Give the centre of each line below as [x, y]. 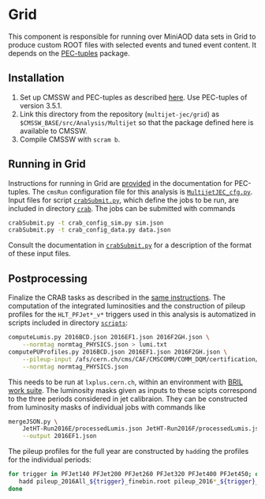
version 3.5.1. [41, 105]
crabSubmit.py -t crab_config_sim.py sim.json [86, 223]
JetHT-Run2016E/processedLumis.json [83, 429]
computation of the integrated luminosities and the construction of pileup [127, 306]
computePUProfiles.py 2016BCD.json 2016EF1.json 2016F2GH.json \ [118, 352]
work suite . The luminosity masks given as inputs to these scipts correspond [132, 390]
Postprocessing [48, 278]
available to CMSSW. [53, 130]
